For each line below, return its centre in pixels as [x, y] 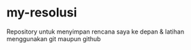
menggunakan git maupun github [54, 38]
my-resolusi [42, 13]
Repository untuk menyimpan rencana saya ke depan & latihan [95, 32]
